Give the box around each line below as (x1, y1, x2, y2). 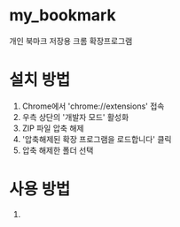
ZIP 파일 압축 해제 (21, 123, 84, 133)
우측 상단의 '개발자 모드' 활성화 (21, 111, 129, 122)
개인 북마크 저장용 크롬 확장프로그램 (9, 35, 133, 46)
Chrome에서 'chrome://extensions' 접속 (21, 101, 165, 111)
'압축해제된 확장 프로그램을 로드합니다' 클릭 (21, 133, 172, 144)
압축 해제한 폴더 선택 (21, 145, 94, 155)
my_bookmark (9, 5, 117, 26)
